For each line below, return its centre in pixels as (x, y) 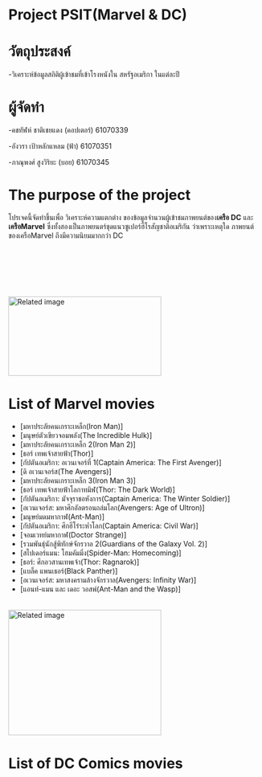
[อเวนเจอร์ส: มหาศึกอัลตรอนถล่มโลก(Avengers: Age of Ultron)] (112, 507)
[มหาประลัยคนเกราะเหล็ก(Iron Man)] (72, 426)
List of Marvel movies (82, 404)
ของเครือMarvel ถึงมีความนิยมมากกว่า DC (66, 235)
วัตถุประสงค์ (39, 52)
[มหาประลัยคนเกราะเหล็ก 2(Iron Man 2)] (78, 444)
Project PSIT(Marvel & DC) (98, 15)
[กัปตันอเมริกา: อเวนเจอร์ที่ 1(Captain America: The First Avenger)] (121, 462)
